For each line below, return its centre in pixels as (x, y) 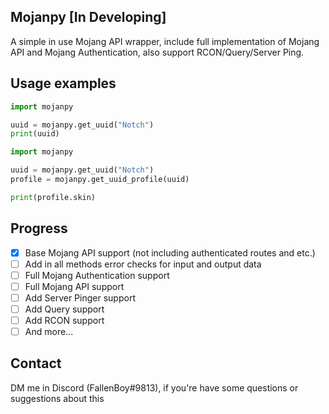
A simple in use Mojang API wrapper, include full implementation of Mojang (165, 41)
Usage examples (63, 83)
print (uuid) (35, 134)
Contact (36, 363)
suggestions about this (57, 398)
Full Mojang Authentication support (97, 275)
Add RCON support (64, 320)
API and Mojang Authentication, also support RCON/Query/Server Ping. (157, 52)
